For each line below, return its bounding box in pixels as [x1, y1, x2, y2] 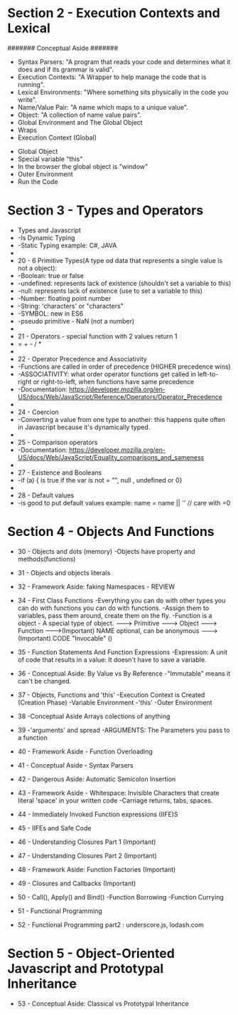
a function [17, 733, 48, 742]
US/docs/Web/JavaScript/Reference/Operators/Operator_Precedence [17, 392, 222, 401]
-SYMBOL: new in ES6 [17, 309, 84, 318]
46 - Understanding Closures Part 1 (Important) [17, 838, 156, 846]
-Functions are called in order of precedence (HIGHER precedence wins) [17, 362, 231, 371]
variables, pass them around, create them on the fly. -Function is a [17, 611, 212, 619]
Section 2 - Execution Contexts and [7, 5, 220, 21]
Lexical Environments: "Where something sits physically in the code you [17, 88, 229, 96]
